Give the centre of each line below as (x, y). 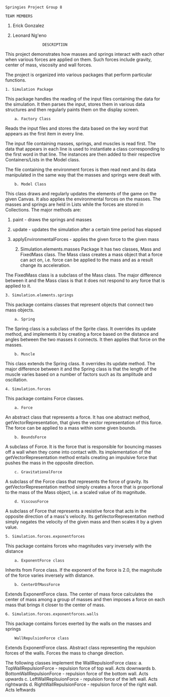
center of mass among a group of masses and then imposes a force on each (85, 599)
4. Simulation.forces (28, 389)
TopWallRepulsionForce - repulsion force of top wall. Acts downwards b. (81, 668)
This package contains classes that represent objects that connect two (79, 305)
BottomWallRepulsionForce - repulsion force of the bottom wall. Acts (77, 674)
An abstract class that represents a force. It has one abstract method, (78, 417)
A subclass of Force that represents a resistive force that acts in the (76, 511)
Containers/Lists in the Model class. (43, 160)
